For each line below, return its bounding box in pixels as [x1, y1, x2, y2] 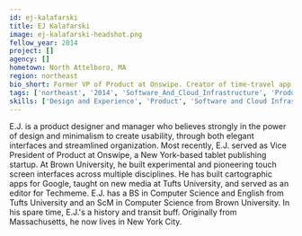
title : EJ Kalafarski [9, 22, 91, 31]
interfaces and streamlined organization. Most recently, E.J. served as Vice [9, 140, 288, 151]
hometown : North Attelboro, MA [9, 64, 127, 73]
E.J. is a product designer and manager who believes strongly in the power [9, 121, 287, 132]
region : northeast [9, 72, 78, 81]
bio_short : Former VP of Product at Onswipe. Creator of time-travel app [9, 80, 292, 89]
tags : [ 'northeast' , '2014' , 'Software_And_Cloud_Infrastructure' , [9, 88, 268, 97]
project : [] [9, 47, 54, 56]
